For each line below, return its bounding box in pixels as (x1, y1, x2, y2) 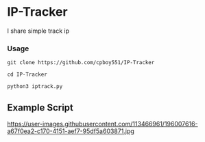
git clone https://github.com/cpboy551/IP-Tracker (7, 59, 155, 66)
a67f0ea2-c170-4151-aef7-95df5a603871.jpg (7, 127, 135, 135)
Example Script (7, 102, 74, 113)
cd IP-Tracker (7, 71, 48, 79)
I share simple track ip (7, 27, 70, 35)
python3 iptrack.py (7, 83, 63, 90)
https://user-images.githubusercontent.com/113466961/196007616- (7, 120, 198, 128)
